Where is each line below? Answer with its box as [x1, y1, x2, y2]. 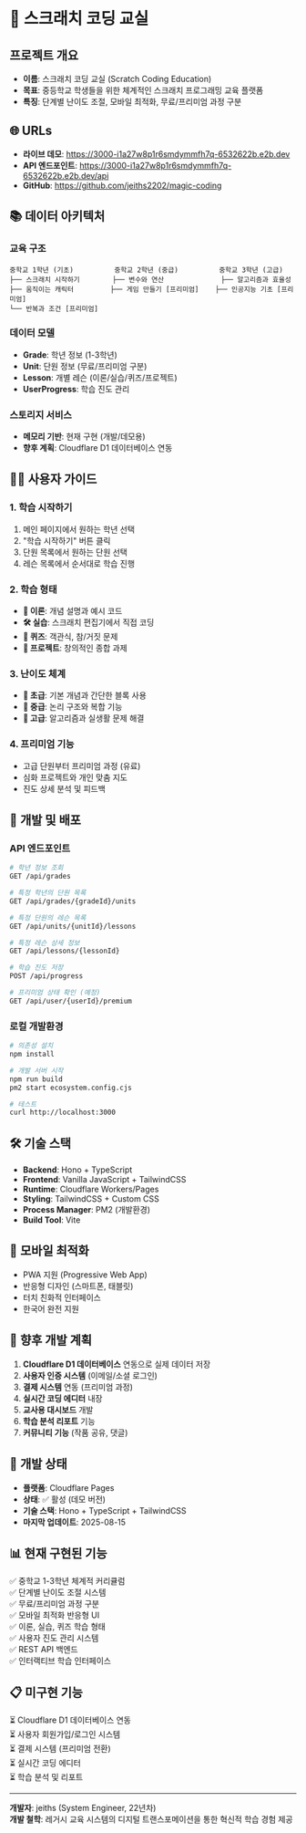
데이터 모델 [9, 327, 56, 339]
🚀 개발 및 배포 [9, 813, 82, 828]
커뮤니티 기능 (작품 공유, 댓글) [22, 1427, 128, 1438]
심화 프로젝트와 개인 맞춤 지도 [22, 772, 127, 783]
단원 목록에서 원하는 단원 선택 [22, 547, 127, 557]
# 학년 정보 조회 [9, 863, 64, 872]
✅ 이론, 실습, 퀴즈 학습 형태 [9, 1621, 107, 1632]
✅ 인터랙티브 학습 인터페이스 [9, 1655, 112, 1666]
